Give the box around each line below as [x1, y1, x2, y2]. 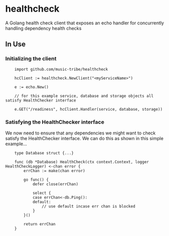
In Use [5, 40, 26, 49]
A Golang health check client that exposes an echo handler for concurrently [5, 20, 164, 26]
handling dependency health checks [5, 25, 82, 31]
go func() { [23, 177, 49, 182]
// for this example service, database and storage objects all [14, 93, 154, 98]
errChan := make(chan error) [23, 168, 86, 173]
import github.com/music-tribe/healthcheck [14, 66, 108, 72]
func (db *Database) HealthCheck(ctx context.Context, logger [14, 159, 149, 164]
